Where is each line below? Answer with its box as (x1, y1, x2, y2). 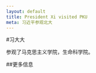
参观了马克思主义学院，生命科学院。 (6, 48, 94, 55)
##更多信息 (6, 61, 33, 68)
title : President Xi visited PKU (6, 14, 88, 20)
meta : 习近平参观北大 (6, 19, 53, 25)
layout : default (6, 8, 46, 15)
